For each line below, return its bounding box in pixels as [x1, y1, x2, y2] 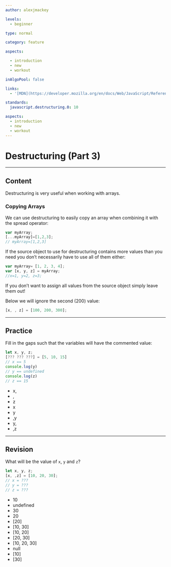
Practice [5, 327, 33, 336]
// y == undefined [5, 369, 44, 374]
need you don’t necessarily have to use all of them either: [5, 254, 126, 260]
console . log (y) [5, 364, 38, 370]
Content [5, 176, 32, 185]
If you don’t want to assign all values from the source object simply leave [5, 282, 158, 289]
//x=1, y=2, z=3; [5, 273, 42, 278]
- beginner [10, 21, 33, 27]
